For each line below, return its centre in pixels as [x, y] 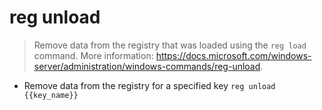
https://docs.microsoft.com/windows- [233, 55]
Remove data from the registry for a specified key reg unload [149, 85]
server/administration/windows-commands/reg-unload [147, 66]
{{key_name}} [51, 95]
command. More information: [93, 55]
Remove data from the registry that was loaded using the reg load [170, 45]
